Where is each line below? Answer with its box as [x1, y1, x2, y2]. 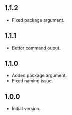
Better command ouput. [11, 45, 61, 51]
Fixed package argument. [11, 17, 65, 23]
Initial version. [11, 106, 41, 112]
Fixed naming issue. [11, 78, 53, 84]
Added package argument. [11, 72, 67, 79]
